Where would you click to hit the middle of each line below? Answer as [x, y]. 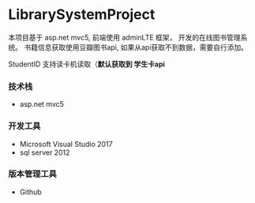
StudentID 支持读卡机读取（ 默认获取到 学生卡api [87, 64]
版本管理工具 [33, 174]
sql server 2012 [45, 152]
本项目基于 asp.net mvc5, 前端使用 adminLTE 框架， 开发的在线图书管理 [124, 37]
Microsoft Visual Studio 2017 [66, 144]
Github [30, 192]
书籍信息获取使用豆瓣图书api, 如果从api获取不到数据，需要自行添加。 [136, 47]
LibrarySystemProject [82, 15]
